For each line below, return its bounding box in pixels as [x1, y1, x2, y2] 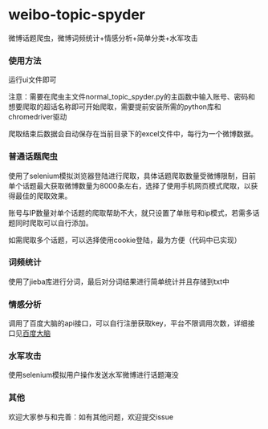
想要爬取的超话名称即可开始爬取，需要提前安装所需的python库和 [8, 102, 221, 111]
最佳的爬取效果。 [14, 191, 72, 200]
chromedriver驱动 [8, 112, 67, 122]
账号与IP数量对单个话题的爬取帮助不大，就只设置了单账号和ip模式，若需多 [8, 208, 253, 217]
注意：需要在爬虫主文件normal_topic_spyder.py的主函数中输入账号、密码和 [8, 92, 255, 102]
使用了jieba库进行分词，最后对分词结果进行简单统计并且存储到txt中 [8, 277, 230, 286]
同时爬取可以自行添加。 [14, 218, 93, 228]
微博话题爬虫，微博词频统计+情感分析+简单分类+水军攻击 [8, 33, 198, 42]
